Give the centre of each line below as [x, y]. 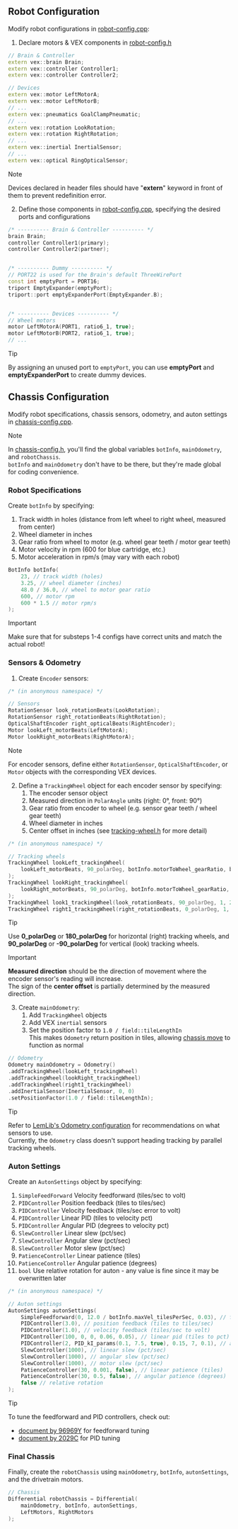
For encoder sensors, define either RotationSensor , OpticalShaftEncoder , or [118, 764]
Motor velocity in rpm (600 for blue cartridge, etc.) [92, 549]
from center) [37, 527]
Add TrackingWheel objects [68, 1015]
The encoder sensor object [68, 792]
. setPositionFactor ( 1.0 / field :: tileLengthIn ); [81, 1098]
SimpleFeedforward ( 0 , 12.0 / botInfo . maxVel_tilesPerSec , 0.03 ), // [124, 1317]
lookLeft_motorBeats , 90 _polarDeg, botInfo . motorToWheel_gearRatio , [124, 870]
